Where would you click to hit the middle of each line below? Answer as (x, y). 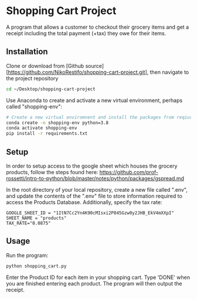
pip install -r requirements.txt (47, 134)
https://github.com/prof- (129, 172)
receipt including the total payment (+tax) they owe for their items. (86, 33)
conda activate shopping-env (42, 128)
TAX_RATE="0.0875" (28, 223)
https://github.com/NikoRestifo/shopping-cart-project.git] (78, 72)
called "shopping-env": (34, 106)
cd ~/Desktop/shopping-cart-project (51, 89)
